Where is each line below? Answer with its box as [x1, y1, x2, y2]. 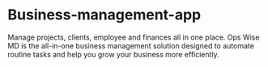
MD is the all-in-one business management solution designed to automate [7, 40, 254, 50]
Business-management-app [7, 6, 202, 24]
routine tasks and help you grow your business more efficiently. [7, 49, 219, 59]
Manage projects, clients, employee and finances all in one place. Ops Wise [7, 32, 260, 42]
